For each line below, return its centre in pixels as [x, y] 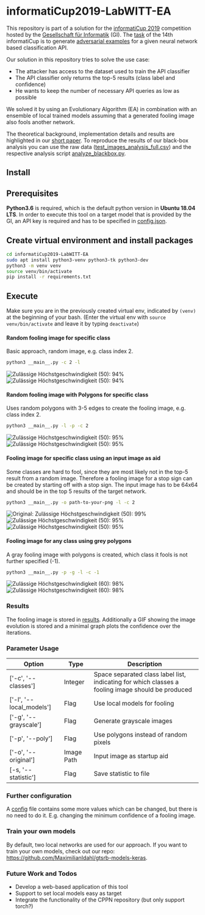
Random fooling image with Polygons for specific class [77, 395]
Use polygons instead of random [140, 735]
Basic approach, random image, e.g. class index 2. [70, 351]
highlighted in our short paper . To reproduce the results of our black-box [98, 140]
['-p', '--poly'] [31, 738]
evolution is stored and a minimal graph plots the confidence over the [94, 626]
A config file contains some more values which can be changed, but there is [102, 809]
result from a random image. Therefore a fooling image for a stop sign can [99, 478]
